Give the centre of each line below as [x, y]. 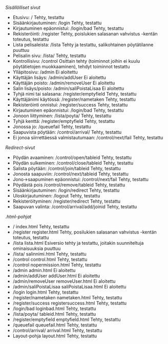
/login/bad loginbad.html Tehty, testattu [54, 309]
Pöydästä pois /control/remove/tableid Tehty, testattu [69, 185]
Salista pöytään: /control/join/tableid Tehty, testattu [67, 168]
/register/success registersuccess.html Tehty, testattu [70, 303]
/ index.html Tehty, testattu [41, 227]
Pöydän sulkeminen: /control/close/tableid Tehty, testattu [73, 163]
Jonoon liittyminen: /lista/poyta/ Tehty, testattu [62, 116]
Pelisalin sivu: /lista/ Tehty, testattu [49, 56]
